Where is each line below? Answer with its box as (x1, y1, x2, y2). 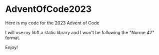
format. (5, 35, 20, 41)
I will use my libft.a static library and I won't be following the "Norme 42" (5, 29, 154, 35)
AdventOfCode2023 (5, 3, 92, 15)
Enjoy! (5, 44, 18, 50)
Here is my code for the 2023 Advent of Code (5, 20, 99, 26)
